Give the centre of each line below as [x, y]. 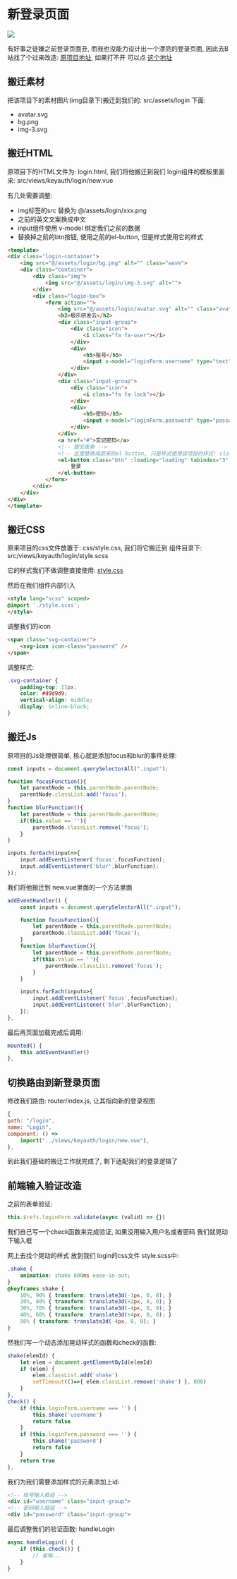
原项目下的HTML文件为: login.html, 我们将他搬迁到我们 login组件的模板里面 [116, 171]
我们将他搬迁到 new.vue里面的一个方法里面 [70, 887]
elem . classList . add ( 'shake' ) [75, 1375]
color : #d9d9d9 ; [44, 694]
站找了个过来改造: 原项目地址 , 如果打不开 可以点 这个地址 [90, 57]
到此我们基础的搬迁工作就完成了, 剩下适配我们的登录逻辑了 [92, 1161]
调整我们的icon [29, 626]
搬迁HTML [30, 153]
